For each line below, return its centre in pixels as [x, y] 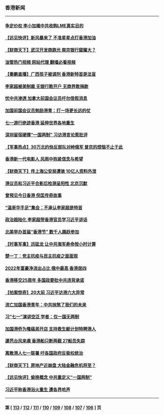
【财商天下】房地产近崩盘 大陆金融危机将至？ [51, 365]
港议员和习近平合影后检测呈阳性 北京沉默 [46, 183]
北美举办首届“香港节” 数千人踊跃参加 [42, 232]
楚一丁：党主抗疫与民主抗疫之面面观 [41, 256]
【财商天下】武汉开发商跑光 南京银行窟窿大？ [51, 50]
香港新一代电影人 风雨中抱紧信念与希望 [44, 159]
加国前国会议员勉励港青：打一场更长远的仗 [48, 111]
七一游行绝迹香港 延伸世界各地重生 [40, 122]
